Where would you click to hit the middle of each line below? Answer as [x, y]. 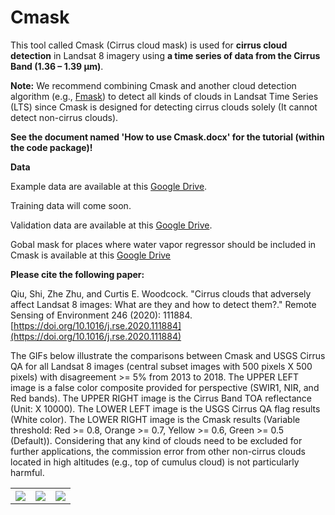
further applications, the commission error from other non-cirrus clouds [158, 451]
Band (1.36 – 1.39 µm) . [57, 66]
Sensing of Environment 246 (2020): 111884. [101, 315]
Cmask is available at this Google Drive [91, 255]
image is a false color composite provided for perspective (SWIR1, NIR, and [165, 387]
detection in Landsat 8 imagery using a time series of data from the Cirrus [165, 55]
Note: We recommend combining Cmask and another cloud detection [153, 85]
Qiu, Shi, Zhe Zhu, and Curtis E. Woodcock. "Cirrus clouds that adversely [161, 293]
